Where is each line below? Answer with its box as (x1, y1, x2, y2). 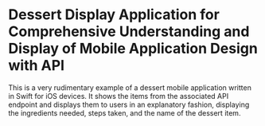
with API (8, 57, 65, 75)
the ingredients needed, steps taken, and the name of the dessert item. (8, 108, 241, 117)
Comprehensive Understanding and (8, 22, 250, 41)
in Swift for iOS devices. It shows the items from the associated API (8, 91, 229, 100)
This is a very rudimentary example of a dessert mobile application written (8, 82, 252, 93)
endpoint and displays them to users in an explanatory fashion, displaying (8, 100, 250, 109)
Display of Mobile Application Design (8, 40, 259, 57)
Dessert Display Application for (8, 6, 220, 24)
